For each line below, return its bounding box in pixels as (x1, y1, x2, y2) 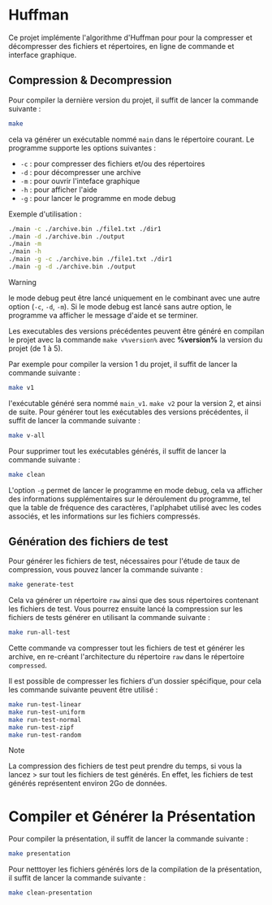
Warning (8, 277, 37, 286)
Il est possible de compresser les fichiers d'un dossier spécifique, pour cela (8, 676, 262, 686)
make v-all (8, 431, 45, 439)
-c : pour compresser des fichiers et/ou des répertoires (19, 159, 205, 168)
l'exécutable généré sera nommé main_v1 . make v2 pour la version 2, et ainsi (8, 398, 261, 408)
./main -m (8, 240, 42, 248)
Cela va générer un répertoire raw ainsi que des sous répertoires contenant (8, 596, 259, 606)
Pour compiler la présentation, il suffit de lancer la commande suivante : (8, 834, 249, 844)
